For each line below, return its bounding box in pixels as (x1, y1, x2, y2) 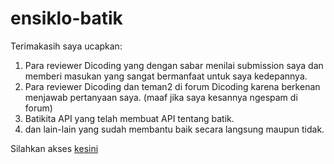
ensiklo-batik (10, 7, 123, 30)
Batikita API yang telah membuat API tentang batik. (24, 112, 235, 124)
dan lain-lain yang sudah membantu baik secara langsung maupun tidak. (24, 123, 325, 135)
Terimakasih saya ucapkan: (10, 40, 123, 52)
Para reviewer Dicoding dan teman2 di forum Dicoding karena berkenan (24, 80, 321, 92)
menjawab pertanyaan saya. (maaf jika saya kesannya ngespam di (24, 91, 298, 103)
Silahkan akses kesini (10, 142, 99, 154)
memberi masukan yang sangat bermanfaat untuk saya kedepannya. (24, 70, 308, 82)
